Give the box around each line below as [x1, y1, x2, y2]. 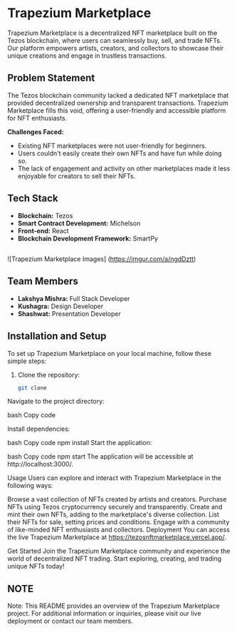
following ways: [7, 481, 53, 490]
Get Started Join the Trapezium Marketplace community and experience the [7, 547, 231, 556]
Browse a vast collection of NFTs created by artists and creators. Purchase [7, 495, 227, 504]
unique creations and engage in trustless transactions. [7, 51, 167, 60]
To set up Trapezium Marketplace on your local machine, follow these [7, 349, 212, 357]
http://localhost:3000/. [7, 460, 73, 469]
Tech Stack [7, 193, 58, 205]
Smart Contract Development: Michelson [17, 219, 141, 228]
